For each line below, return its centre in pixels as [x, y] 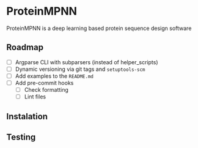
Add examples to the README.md [54, 76]
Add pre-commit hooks [44, 83]
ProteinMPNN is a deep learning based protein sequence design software [99, 28]
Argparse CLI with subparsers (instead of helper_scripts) [86, 62]
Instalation [27, 117]
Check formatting [46, 90]
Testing [21, 137]
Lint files [35, 97]
